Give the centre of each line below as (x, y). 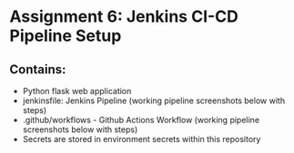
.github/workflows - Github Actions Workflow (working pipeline (141, 120)
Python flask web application (77, 91)
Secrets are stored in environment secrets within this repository (142, 139)
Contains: (38, 69)
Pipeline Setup (66, 36)
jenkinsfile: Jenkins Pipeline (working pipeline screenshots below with (153, 100)
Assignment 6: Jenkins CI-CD (124, 17)
